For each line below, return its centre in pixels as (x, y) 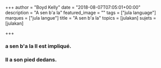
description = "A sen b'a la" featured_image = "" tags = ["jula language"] (81, 13)
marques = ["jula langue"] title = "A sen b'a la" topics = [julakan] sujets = (81, 18)
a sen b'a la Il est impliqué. (38, 46)
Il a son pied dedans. (31, 59)
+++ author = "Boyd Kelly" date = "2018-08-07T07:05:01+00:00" (73, 7)
